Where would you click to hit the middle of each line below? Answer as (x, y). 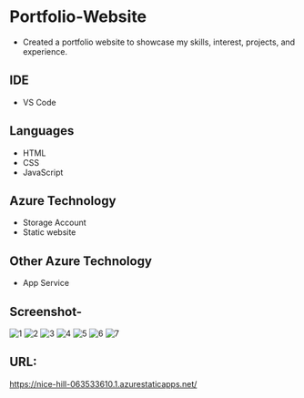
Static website (49, 232)
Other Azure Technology (81, 261)
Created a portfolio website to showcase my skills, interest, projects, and (159, 42)
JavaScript (43, 172)
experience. (45, 51)
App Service (46, 283)
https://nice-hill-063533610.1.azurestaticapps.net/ (103, 383)
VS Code (39, 102)
